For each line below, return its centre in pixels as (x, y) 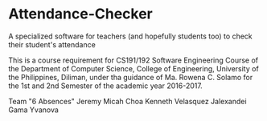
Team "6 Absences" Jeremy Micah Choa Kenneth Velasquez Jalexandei (127, 101)
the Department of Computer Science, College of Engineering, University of (133, 68)
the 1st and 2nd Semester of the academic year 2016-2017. (105, 86)
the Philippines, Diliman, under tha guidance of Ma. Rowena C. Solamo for (131, 77)
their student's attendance (52, 44)
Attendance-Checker (80, 14)
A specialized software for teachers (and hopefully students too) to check (131, 36)
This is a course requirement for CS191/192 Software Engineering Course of (133, 60)
